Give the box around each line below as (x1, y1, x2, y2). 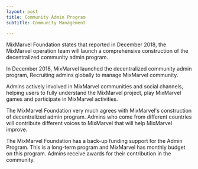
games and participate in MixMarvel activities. (6, 95, 118, 103)
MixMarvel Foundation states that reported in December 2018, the (6, 41, 167, 48)
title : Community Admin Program (6, 14, 86, 20)
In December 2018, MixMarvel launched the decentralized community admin (6, 65, 192, 72)
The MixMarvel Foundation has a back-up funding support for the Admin (6, 138, 183, 145)
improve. (6, 126, 28, 133)
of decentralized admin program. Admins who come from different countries (6, 113, 192, 120)
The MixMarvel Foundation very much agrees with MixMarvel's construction (6, 107, 192, 114)
